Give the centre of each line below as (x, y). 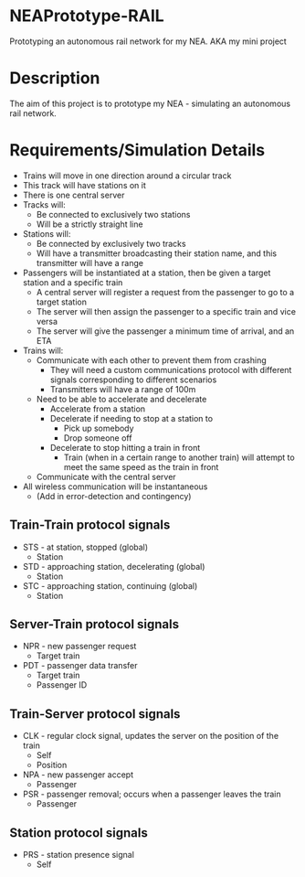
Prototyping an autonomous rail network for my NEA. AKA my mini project (148, 41)
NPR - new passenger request (79, 647)
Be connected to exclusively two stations (113, 214)
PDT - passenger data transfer (80, 666)
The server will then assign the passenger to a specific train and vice (166, 311)
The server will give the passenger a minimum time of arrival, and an (165, 331)
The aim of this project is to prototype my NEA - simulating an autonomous (150, 103)
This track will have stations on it (84, 185)
